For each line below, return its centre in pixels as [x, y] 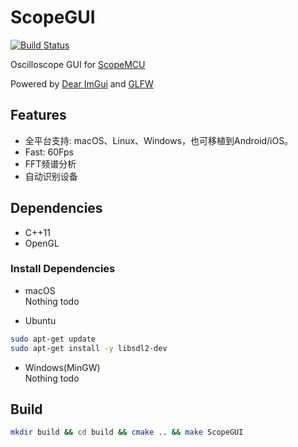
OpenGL [42, 243]
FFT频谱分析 [50, 163]
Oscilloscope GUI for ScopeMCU [78, 64]
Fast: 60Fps [49, 152]
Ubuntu [40, 320]
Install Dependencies [63, 269]
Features [38, 115]
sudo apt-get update [53, 339]
